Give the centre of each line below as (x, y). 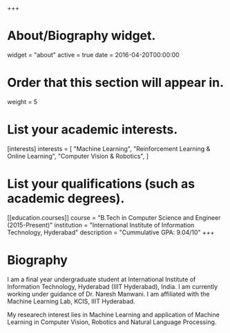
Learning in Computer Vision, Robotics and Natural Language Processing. (112, 322)
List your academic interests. (93, 130)
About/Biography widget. (82, 36)
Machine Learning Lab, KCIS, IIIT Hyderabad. (71, 301)
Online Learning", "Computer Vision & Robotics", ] (78, 156)
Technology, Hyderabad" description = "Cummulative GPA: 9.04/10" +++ (111, 232)
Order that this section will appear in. (116, 83)
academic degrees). (66, 199)
